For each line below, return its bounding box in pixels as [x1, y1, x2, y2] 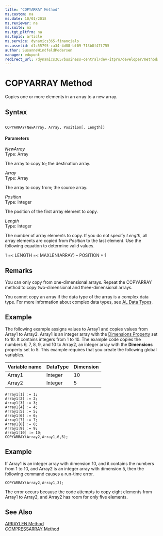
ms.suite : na [5, 25, 32, 30]
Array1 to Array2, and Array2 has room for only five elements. [5, 494, 128, 500]
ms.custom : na [5, 12, 34, 17]
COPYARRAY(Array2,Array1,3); [5, 480, 64, 485]
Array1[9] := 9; [5, 426, 38, 431]
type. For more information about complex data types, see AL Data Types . [5, 299, 153, 305]
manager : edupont [5, 52, 40, 57]
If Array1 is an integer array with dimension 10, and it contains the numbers [5, 460, 154, 467]
